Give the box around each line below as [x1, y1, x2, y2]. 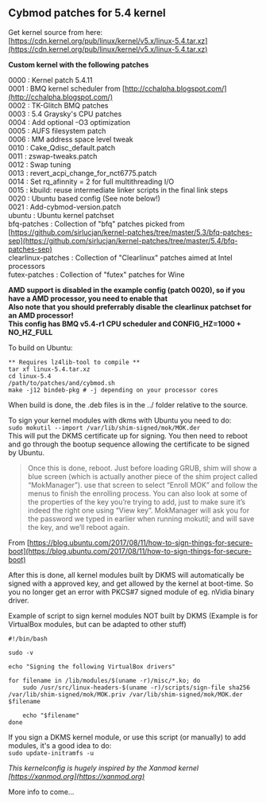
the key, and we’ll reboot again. [27, 522, 130, 532]
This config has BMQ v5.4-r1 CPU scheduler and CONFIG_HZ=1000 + [8, 318, 242, 329]
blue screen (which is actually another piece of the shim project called [27, 471, 258, 481]
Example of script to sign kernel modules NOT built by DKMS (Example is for [8, 610, 258, 620]
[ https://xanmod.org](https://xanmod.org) [8, 771, 145, 781]
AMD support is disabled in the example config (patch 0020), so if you [8, 285, 245, 294]
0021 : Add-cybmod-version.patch [8, 202, 121, 212]
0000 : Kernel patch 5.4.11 [8, 75, 93, 84]
